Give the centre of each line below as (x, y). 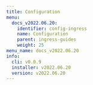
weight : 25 (31, 45)
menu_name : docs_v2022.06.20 (43, 51)
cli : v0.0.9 (27, 62)
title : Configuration (33, 12)
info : (13, 56)
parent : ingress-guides (47, 40)
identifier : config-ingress (52, 28)
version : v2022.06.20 (39, 73)
